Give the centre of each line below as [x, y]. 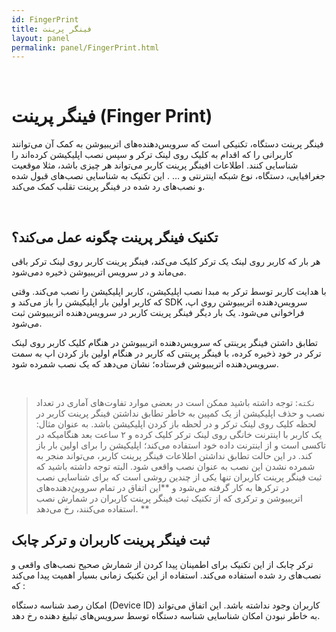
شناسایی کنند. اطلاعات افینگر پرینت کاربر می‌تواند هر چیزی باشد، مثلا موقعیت [155, 165]
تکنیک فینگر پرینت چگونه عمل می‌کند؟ [115, 237]
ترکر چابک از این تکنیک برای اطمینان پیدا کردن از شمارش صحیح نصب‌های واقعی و [162, 564]
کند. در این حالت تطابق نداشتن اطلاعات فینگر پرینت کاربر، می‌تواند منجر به [174, 455]
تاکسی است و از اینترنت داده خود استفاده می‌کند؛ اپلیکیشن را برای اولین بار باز [181, 445]
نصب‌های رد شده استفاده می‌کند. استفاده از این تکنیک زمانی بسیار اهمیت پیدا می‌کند [166, 575]
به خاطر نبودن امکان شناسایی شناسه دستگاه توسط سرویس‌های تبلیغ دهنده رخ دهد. [166, 615]
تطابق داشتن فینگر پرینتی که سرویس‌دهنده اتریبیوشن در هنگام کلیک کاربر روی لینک [164, 342]
